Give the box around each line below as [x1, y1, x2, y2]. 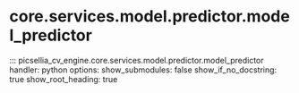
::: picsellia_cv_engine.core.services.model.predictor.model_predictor [9, 55, 264, 65]
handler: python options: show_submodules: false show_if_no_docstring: [9, 64, 278, 75]
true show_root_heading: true [9, 73, 118, 84]
